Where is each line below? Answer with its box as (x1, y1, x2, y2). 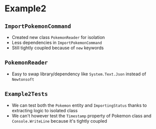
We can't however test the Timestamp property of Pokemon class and (11, 113, 152, 119)
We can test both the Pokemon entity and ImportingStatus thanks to (11, 102, 147, 108)
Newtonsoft (11, 77, 35, 82)
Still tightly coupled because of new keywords (11, 45, 104, 51)
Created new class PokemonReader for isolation (11, 34, 105, 40)
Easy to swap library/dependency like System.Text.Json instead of (11, 71, 147, 77)
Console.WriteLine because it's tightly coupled (11, 118, 107, 124)
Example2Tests (4, 91, 48, 97)
